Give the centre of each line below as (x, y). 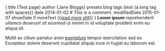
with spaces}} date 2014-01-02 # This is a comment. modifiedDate (73, 12)
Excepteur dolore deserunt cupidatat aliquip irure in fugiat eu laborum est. (81, 43)
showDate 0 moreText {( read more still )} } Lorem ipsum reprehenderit (83, 18)
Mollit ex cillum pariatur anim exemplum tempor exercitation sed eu (74, 38)
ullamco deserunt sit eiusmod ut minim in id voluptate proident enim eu (78, 23)
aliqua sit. (15, 28)
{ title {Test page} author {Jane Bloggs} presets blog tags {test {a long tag (81, 7)
